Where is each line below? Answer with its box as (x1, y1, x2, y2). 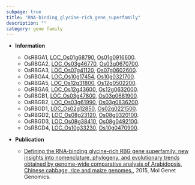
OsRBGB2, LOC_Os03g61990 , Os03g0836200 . (23, 99, 140, 106)
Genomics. (23, 173, 51, 181)
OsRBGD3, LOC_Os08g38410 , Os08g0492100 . (23, 118, 139, 125)
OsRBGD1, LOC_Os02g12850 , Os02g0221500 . (23, 105, 137, 112)
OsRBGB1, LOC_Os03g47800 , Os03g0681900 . (23, 92, 139, 99)
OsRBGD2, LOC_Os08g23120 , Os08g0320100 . (23, 111, 139, 119)
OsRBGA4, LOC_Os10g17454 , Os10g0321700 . (23, 73, 136, 80)
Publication (14, 136, 44, 143)
